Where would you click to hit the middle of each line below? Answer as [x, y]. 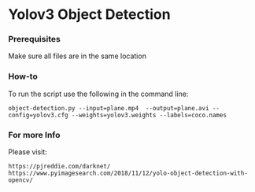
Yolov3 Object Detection [89, 15]
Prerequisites [34, 39]
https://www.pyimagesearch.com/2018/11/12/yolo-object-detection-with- [128, 174]
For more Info [34, 135]
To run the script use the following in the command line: [98, 94]
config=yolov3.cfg [38, 115]
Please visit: [28, 152]
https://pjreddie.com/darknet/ [59, 167]
